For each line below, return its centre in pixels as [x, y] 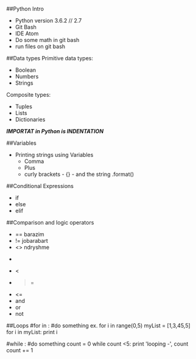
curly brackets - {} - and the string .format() [79, 174]
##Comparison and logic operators [50, 222]
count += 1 [20, 350]
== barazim [30, 234]
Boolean [26, 70]
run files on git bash [40, 46]
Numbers [27, 76]
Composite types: [29, 95]
